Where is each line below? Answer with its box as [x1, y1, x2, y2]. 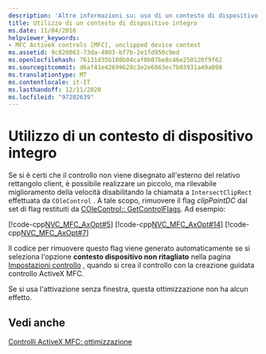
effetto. [8, 293, 33, 302]
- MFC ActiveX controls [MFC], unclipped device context [8, 41, 201, 49]
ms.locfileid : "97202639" [8, 93, 94, 101]
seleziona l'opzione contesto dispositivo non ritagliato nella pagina [8, 252, 231, 262]
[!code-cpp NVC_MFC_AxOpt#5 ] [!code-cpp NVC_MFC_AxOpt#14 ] [8, 220, 224, 229]
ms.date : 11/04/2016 [8, 26, 77, 34]
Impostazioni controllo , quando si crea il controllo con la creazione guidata [8, 260, 255, 270]
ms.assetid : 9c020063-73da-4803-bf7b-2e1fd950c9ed [8, 49, 180, 56]
